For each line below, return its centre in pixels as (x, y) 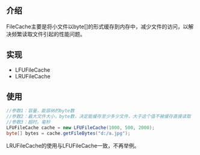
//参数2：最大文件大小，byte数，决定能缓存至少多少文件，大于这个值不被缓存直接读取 (99, 116)
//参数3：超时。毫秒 (28, 122)
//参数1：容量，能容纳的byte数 (40, 111)
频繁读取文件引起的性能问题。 (48, 34)
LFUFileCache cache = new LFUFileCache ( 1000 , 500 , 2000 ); (80, 128)
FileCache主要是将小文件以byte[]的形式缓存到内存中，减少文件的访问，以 (97, 27)
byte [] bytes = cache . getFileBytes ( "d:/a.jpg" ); (68, 133)
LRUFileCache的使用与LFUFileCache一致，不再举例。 (73, 145)
